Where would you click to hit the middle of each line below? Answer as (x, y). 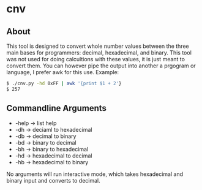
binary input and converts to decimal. (53, 180)
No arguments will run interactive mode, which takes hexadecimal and (95, 174)
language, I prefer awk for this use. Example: (63, 72)
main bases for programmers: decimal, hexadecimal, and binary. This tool (99, 53)
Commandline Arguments (57, 108)
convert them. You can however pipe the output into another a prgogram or (101, 66)
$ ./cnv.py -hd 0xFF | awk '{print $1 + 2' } (64, 83)
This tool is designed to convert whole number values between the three (98, 46)
